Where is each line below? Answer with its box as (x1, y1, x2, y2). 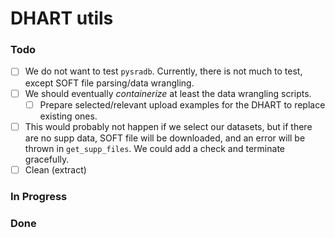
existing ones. (39, 110, 98, 122)
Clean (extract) (24, 163, 87, 176)
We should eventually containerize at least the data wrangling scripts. (24, 87, 312, 99)
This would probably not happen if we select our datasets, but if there (24, 120, 313, 132)
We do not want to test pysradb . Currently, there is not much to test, (24, 65, 303, 77)
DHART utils (10, 7, 114, 30)
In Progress (10, 189, 68, 203)
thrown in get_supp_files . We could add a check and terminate (24, 142, 285, 154)
